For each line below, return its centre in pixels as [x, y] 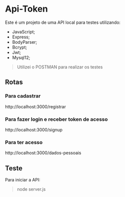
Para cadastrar [23, 96]
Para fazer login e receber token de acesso [56, 119]
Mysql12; [21, 57]
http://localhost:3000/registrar [36, 107]
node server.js [31, 189]
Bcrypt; [19, 47]
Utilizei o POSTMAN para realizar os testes [60, 67]
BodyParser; [25, 42]
